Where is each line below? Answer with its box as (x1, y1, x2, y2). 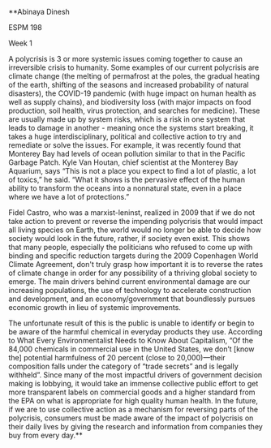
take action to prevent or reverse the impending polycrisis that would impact (8, 217, 264, 226)
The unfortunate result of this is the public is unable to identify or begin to (8, 318, 255, 328)
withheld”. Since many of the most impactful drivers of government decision (8, 370, 263, 380)
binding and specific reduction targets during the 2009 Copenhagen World (8, 251, 259, 261)
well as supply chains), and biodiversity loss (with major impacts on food (8, 97, 252, 106)
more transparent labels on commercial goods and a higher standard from (8, 387, 256, 397)
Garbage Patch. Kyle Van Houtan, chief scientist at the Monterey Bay (8, 157, 239, 167)
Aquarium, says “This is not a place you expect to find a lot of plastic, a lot (8, 166, 256, 175)
